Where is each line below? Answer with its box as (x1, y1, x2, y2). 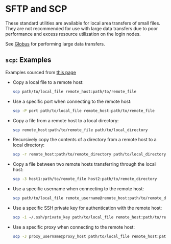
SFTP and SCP (5, 3, 67, 15)
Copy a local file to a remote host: (12, 79, 84, 85)
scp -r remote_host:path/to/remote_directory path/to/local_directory (12, 152, 166, 157)
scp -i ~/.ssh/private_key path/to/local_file (12, 215, 114, 220)
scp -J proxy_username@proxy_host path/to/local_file (12, 234, 130, 239)
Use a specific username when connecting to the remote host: (12, 186, 144, 192)
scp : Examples (5, 56, 52, 64)
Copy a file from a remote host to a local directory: (12, 117, 119, 123)
